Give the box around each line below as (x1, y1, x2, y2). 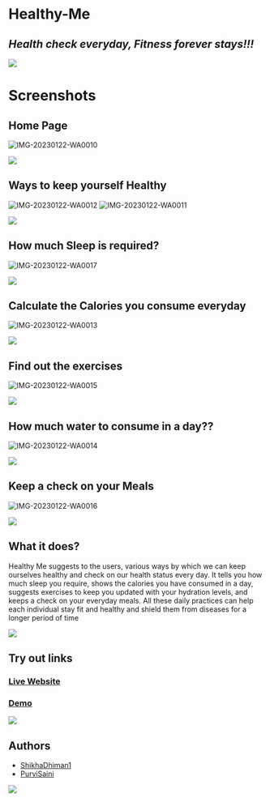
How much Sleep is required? (8, 239, 160, 253)
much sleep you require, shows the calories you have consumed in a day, (8, 578, 254, 588)
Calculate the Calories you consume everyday (8, 299, 246, 313)
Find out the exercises (8, 359, 123, 373)
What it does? (8, 540, 80, 553)
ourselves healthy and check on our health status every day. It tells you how (8, 570, 263, 579)
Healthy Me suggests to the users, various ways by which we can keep (8, 561, 246, 571)
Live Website (8, 676, 61, 687)
